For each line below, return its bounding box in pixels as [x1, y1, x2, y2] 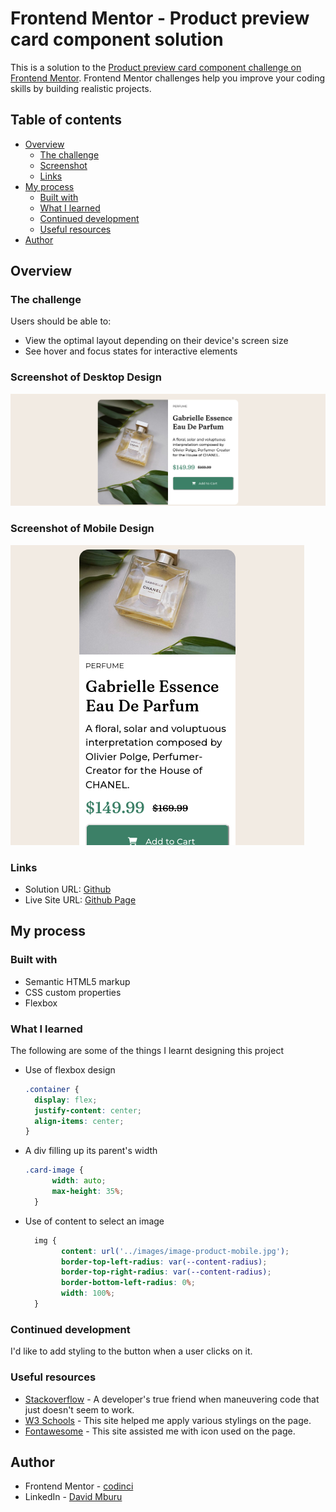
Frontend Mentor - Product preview [10, 7, 310, 30]
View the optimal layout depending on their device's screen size [24, 335, 289, 347]
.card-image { [24, 1165, 84, 1176]
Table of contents [10, 112, 122, 129]
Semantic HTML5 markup [24, 975, 131, 987]
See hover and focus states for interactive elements [24, 345, 238, 357]
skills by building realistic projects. [10, 82, 152, 94]
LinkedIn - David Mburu [24, 1491, 123, 1503]
